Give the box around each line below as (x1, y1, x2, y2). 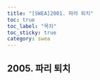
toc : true (7, 16, 36, 23)
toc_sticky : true (7, 29, 57, 36)
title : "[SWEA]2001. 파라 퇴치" (7, 10, 94, 17)
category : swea (7, 36, 51, 42)
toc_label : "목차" (7, 23, 57, 29)
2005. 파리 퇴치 (7, 62, 71, 74)
